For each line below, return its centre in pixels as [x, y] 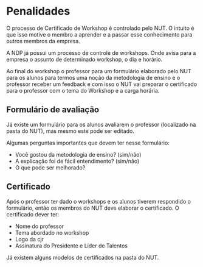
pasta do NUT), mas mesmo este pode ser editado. [71, 131]
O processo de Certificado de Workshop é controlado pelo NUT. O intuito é [100, 28]
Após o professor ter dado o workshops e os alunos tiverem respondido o [99, 201]
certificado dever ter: [33, 214]
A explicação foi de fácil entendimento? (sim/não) [77, 161]
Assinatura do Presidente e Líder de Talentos [71, 246]
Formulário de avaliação [53, 110]
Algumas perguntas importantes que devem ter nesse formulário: [88, 143]
